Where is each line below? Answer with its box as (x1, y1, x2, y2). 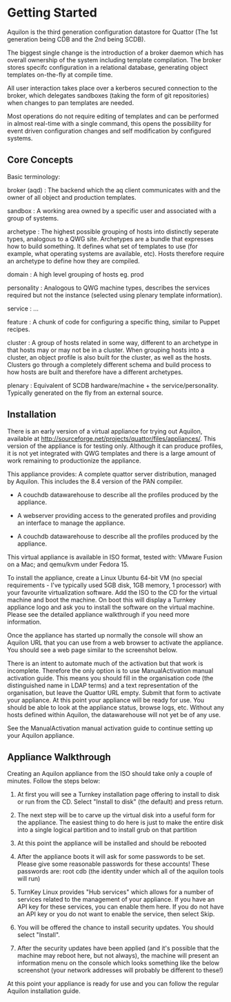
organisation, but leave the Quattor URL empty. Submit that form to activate (7, 688, 221, 696)
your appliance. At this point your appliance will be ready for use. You (7, 696, 205, 704)
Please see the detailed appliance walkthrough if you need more (7, 610, 190, 618)
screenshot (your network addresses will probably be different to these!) (17, 966, 224, 974)
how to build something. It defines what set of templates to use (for (7, 242, 198, 250)
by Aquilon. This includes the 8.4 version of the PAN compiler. (7, 477, 183, 485)
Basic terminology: (7, 172, 61, 180)
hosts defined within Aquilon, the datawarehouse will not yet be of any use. (7, 710, 221, 718)
